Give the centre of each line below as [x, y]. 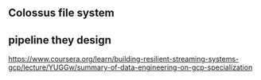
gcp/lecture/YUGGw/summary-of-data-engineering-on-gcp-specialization [130, 67]
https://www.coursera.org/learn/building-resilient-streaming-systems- [124, 59]
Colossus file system [62, 13]
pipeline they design [60, 40]
